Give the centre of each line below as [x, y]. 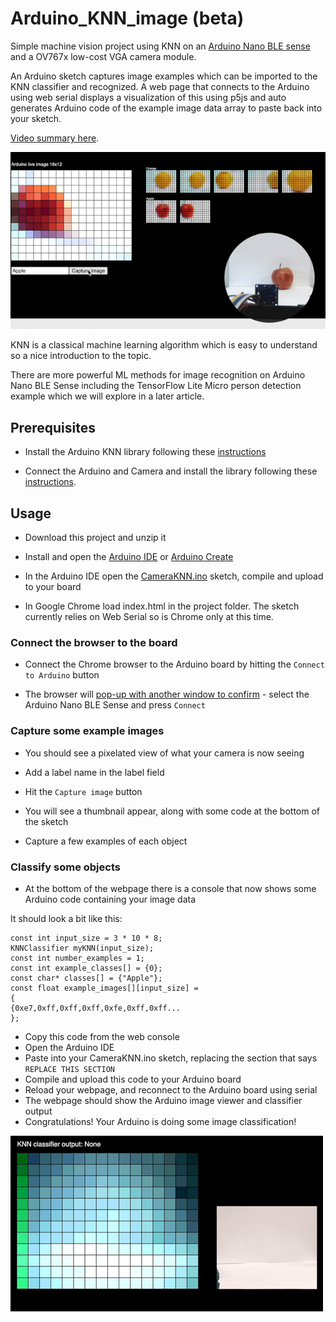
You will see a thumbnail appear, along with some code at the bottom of [172, 811]
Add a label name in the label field [94, 772]
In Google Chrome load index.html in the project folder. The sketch [162, 606]
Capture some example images [87, 731]
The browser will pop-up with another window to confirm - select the [167, 694]
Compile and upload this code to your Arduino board [133, 1079]
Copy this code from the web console [102, 1036]
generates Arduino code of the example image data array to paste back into [166, 108]
